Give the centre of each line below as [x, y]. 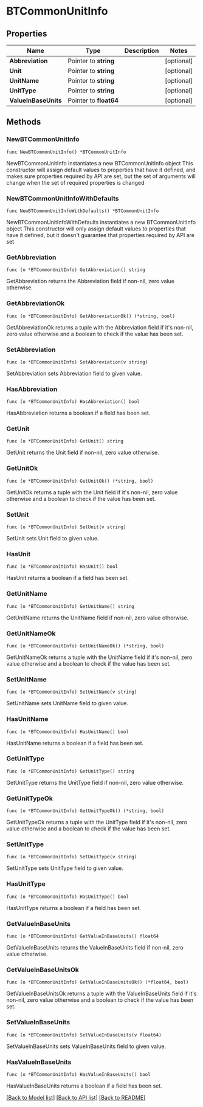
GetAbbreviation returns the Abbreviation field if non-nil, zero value [91, 281]
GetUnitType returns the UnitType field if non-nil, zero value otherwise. [95, 782]
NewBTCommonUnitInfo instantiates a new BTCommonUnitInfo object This [100, 163]
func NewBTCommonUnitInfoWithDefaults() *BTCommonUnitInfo [83, 211]
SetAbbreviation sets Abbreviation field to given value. [74, 373]
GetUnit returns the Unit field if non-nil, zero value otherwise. [83, 453]
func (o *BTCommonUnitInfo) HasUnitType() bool [68, 897]
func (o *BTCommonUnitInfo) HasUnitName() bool [68, 732]
